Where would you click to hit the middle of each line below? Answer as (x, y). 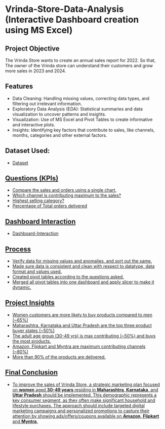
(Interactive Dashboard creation (72, 20)
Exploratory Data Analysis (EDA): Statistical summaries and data (78, 109)
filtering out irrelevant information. (47, 104)
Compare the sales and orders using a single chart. (64, 190)
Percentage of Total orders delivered (50, 206)
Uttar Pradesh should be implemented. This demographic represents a (84, 395)
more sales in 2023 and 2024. (36, 71)
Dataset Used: (28, 151)
